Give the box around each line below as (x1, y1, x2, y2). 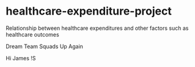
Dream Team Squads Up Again (6, 43, 84, 50)
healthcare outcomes (6, 30, 59, 38)
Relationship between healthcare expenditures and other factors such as (6, 24, 189, 32)
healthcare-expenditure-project (6, 4, 172, 18)
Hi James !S (6, 54, 36, 62)
